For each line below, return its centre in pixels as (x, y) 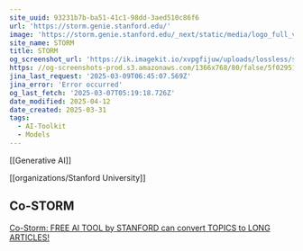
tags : (19, 118)
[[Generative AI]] (41, 160)
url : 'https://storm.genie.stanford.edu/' (90, 26)
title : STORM (34, 51)
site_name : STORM (42, 43)
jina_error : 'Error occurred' (66, 85)
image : (22, 34)
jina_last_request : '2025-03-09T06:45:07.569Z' (101, 76)
